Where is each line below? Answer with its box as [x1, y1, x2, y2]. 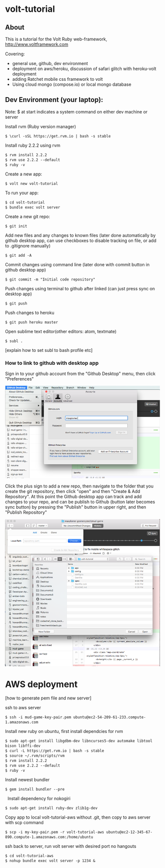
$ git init [5, 223, 27, 229]
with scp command [5, 819, 44, 825]
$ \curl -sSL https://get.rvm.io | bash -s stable [5, 134, 111, 139]
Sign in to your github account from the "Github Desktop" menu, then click [5, 371, 156, 377]
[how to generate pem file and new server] [5, 695, 92, 701]
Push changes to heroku [5, 310, 55, 315]
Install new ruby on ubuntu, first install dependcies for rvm [5, 728, 123, 734]
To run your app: [5, 190, 39, 196]
